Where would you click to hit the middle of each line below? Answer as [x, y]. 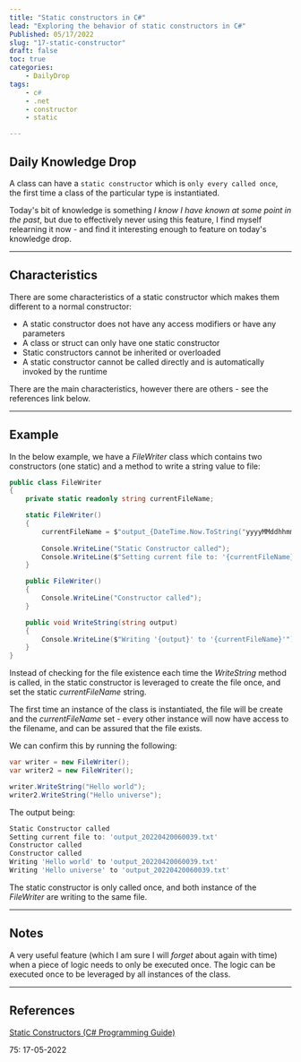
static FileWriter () [64, 515]
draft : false [34, 51]
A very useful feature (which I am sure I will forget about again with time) [143, 954]
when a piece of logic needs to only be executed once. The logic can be [142, 964]
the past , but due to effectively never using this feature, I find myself [136, 220]
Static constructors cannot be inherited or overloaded [121, 352]
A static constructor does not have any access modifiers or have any [149, 324]
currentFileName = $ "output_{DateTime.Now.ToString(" [144, 531]
